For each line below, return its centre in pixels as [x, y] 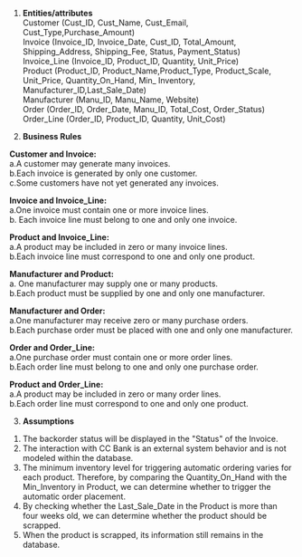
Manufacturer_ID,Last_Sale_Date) [85, 90]
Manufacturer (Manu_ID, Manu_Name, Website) [111, 100]
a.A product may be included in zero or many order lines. [115, 394]
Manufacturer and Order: [57, 311]
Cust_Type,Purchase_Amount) [79, 32]
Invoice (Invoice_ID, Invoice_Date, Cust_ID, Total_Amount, [129, 42]
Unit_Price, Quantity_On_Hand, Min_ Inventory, [109, 80]
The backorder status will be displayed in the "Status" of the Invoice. [150, 439]
